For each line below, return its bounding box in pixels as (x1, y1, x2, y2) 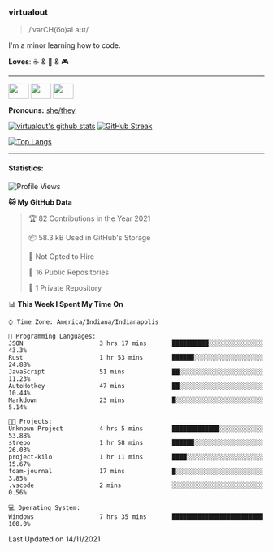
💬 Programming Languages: (8, 332, 96, 340)
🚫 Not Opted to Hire (28, 251, 95, 261)
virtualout (8, 6, 49, 18)
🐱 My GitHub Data (8, 197, 73, 207)
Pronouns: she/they (8, 106, 76, 115)
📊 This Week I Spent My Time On (8, 299, 123, 308)
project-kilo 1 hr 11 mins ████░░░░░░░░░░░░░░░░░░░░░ (8, 453, 264, 461)
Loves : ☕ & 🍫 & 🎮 (8, 57, 69, 67)
